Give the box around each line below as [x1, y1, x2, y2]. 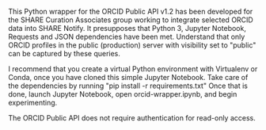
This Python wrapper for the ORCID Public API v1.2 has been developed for [8, 7, 253, 16]
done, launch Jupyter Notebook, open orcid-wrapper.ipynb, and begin [8, 90, 237, 98]
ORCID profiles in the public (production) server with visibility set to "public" [8, 40, 256, 50]
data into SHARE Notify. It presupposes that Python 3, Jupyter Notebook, [8, 24, 247, 32]
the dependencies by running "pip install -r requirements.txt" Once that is [8, 81, 248, 90]
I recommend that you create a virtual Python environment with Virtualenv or [8, 64, 258, 74]
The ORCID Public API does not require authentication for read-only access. [8, 113, 256, 122]
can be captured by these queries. [8, 49, 121, 58]
